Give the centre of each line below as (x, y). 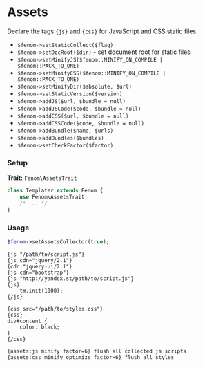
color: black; (40, 327)
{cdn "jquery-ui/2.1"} (40, 266)
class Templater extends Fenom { (55, 191)
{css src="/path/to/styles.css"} (55, 309)
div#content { (28, 321)
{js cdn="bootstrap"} (38, 273)
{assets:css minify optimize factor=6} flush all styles (91, 357)
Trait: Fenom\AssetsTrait (42, 178)
